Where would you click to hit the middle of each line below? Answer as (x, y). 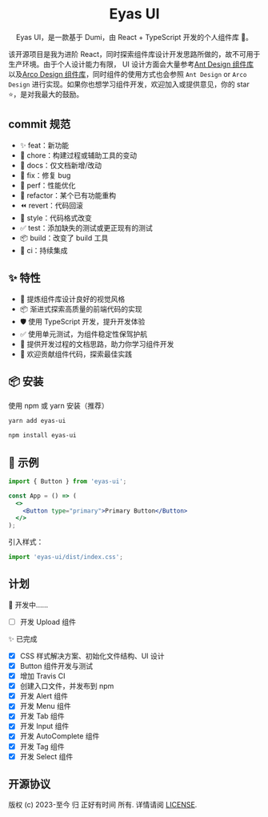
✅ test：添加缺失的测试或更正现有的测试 (86, 227)
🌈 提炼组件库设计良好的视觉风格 (72, 299)
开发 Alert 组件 (44, 696)
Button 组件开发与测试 (56, 666)
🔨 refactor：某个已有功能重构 (68, 195)
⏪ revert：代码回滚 (52, 205)
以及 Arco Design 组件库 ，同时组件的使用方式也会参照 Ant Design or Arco (128, 74)
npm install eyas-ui (43, 436)
